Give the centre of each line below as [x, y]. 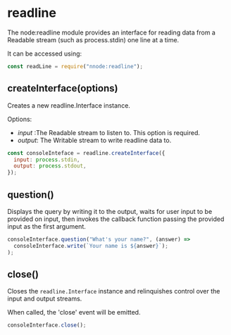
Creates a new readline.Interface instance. [69, 105]
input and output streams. [45, 299]
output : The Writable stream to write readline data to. [94, 140]
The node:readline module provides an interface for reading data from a [112, 32]
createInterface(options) [63, 88]
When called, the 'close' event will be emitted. [74, 312]
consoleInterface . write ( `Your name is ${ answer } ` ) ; [91, 246]
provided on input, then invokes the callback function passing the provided [116, 219]
